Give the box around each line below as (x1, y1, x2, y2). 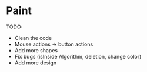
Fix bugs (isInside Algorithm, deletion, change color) (14, 53, 142, 60)
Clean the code (14, 34, 52, 41)
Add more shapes (14, 46, 58, 53)
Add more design (14, 59, 57, 66)
